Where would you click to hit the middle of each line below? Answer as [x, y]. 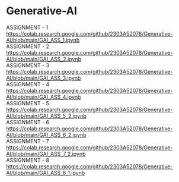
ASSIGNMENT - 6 [28, 122]
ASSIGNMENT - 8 [28, 160]
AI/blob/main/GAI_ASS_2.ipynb [44, 59]
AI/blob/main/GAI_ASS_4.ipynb [44, 97]
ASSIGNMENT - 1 [27, 27]
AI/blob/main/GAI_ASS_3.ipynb [44, 78]
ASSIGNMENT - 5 [28, 103]
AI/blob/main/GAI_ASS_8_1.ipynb [46, 172]
